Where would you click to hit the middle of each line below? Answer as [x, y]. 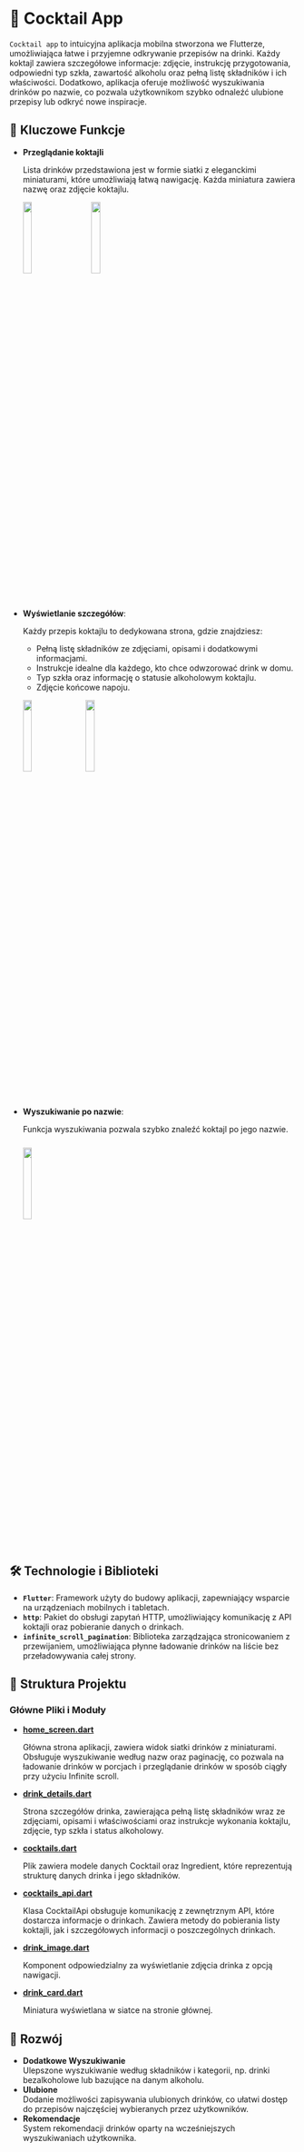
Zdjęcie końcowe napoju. [83, 687]
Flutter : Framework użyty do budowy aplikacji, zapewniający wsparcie [156, 1598]
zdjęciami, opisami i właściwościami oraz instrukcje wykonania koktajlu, [157, 1821]
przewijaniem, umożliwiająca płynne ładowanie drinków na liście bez [151, 1646]
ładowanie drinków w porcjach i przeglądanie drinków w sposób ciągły [155, 1767]
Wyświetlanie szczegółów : [74, 613]
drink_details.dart [57, 1794]
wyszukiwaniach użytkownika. [79, 2138]
